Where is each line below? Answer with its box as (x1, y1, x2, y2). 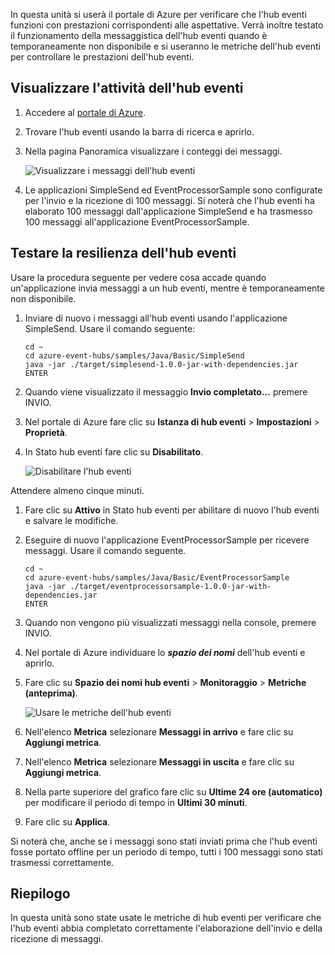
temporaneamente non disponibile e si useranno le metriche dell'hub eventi (10, 40, 321, 52)
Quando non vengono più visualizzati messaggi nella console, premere (24, 616, 317, 628)
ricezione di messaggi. (10, 933, 104, 945)
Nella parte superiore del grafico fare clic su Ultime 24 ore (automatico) (24, 785, 323, 798)
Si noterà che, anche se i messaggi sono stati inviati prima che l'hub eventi (10, 835, 318, 847)
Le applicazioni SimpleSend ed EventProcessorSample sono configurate (24, 184, 323, 196)
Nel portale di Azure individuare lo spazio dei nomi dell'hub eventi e (24, 646, 306, 658)
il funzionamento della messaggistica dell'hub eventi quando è (10, 30, 268, 41)
